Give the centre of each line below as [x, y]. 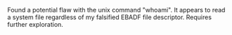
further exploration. [35, 24]
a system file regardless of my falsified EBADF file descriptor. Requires [110, 17]
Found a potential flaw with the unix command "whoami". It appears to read [116, 10]
